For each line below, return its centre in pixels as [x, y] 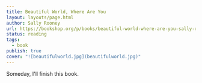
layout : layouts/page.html [40, 17]
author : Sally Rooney [33, 23]
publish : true [24, 51]
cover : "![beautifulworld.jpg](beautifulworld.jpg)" [74, 57]
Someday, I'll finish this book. [43, 73]
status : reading [26, 34]
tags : [13, 40]
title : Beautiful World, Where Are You [56, 12]
